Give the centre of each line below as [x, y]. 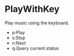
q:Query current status [35, 48]
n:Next [19, 43]
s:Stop [18, 38]
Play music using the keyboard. [37, 23]
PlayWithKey [32, 9]
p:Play [18, 32]
